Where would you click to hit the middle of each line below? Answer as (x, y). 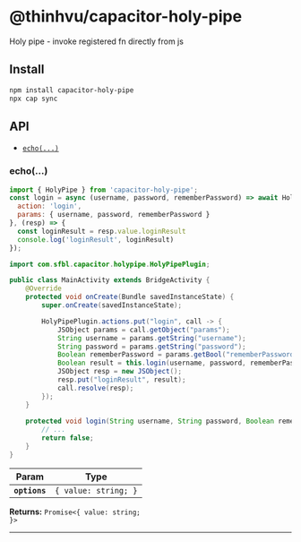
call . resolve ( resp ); (95, 388)
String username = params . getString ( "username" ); (151, 338)
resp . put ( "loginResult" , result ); (121, 380)
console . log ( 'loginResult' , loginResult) (96, 239)
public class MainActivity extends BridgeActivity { (110, 280)
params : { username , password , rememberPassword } (114, 215)
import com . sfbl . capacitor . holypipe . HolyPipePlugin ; (110, 264)
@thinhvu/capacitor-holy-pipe (126, 17)
